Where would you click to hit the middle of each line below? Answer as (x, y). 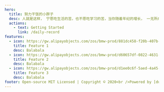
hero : (10, 9)
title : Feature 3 (31, 73)
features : (15, 37)
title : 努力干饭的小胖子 (31, 14)
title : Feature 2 (31, 59)
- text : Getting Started (39, 28)
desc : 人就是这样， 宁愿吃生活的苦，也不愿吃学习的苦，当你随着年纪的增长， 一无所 (83, 18)
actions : (18, 23)
